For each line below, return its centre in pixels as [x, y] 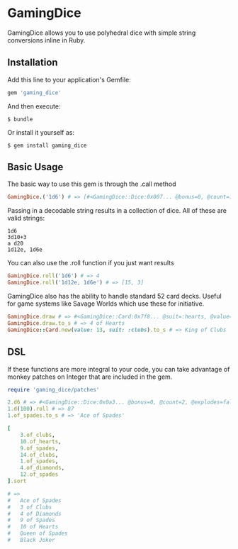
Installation [33, 63]
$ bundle [20, 119]
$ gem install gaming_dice [47, 145]
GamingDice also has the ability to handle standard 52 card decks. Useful [114, 296]
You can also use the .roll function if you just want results [91, 263]
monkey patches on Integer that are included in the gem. [90, 377]
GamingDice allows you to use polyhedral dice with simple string [102, 33]
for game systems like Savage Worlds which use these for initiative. [106, 304]
